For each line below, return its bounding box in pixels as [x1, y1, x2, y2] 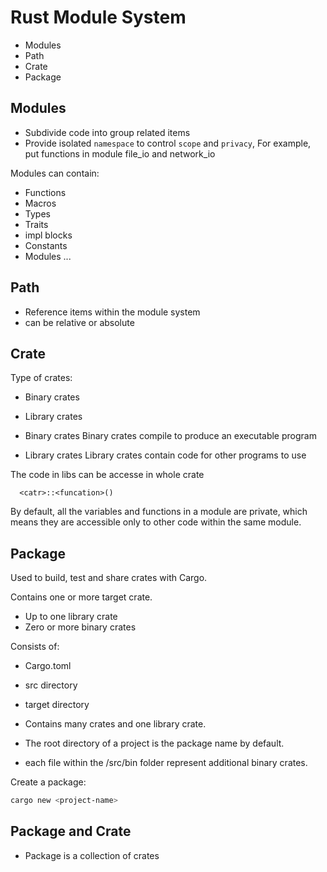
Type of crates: [10, 372, 73, 384]
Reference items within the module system [24, 306, 201, 318]
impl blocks [24, 229, 73, 241]
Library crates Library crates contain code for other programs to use [24, 449, 307, 461]
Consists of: [10, 641, 60, 653]
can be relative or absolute [24, 316, 135, 328]
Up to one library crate [24, 611, 118, 623]
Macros [24, 197, 57, 209]
